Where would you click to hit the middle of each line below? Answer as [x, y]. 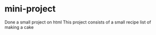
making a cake [19, 27]
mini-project [30, 9]
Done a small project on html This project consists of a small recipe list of [78, 22]
